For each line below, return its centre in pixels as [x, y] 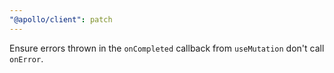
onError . [26, 58]
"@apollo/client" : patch [61, 19]
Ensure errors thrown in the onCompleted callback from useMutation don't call [167, 48]
